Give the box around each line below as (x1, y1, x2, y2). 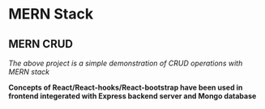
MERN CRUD (8, 37, 73, 51)
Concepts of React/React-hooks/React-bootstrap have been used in (8, 82, 243, 92)
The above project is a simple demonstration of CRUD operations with (8, 58, 243, 68)
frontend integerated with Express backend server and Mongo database (8, 91, 257, 101)
